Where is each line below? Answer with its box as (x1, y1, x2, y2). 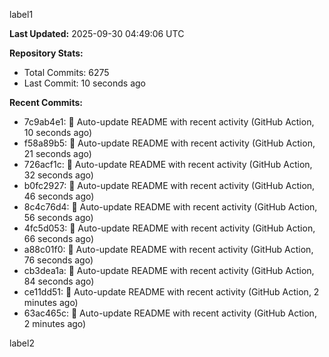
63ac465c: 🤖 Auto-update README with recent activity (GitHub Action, (23, 307, 317, 319)
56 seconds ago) (23, 212, 94, 223)
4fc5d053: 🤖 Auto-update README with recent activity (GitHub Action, (23, 222, 316, 234)
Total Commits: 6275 (23, 67, 110, 78)
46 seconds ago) (23, 190, 95, 202)
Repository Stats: (9, 47, 84, 59)
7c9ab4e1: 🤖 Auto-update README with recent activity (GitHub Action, (23, 116, 315, 128)
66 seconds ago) (23, 233, 95, 244)
